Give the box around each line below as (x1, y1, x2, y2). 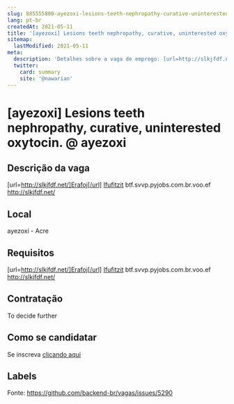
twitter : (13, 62, 39, 69)
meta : (7, 49, 23, 56)
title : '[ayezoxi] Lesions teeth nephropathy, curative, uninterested (7, 29, 217, 37)
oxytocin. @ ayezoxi (7, 134, 127, 150)
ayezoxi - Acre (7, 227, 49, 235)
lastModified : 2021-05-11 (13, 42, 89, 49)
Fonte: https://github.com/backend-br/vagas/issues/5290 (7, 389, 173, 397)
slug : (7, 10, 23, 17)
